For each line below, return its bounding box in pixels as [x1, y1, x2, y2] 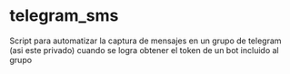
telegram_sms [9, 5, 119, 26]
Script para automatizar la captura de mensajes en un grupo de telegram [9, 35, 282, 46]
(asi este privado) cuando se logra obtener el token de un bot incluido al [9, 44, 279, 55]
